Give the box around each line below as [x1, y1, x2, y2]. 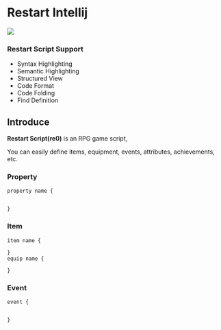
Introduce [7, 116, 50, 128]
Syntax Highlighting [16, 60, 73, 68]
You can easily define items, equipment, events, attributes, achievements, [7, 148, 216, 156]
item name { [7, 237, 41, 244]
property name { [7, 187, 53, 195]
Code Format [16, 82, 55, 90]
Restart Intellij [7, 5, 88, 21]
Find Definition [16, 96, 59, 104]
